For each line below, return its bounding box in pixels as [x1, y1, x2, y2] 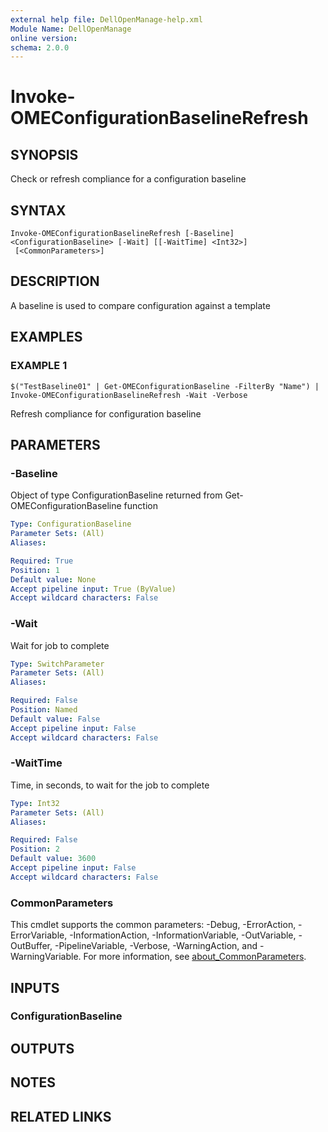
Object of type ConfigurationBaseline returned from [10, 489, 223, 501]
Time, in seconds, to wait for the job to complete [10, 779, 210, 791]
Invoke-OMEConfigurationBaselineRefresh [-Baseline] [10, 229, 235, 239]
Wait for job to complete [10, 639, 110, 651]
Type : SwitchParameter [10, 659, 105, 669]
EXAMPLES [10, 329, 83, 346]
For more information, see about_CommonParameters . [83, 951, 307, 963]
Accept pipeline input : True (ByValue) [10, 584, 177, 594]
